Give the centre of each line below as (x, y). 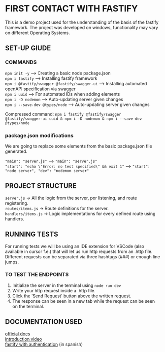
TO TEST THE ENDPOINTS (37, 275)
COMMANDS (21, 62)
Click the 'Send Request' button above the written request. (72, 296)
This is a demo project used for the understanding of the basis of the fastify (82, 22)
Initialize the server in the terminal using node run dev (66, 285)
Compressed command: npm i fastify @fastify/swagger (63, 114)
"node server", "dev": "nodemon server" (47, 171)
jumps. (12, 262)
